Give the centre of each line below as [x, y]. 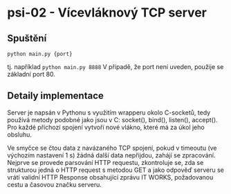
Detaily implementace [55, 96]
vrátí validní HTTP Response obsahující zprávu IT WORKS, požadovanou [110, 177]
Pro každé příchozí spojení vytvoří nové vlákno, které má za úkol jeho [106, 127]
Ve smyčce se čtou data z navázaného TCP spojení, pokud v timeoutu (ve [112, 148]
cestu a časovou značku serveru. [54, 184]
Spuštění [27, 38]
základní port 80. [31, 74]
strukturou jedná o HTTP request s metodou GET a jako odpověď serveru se [116, 170]
